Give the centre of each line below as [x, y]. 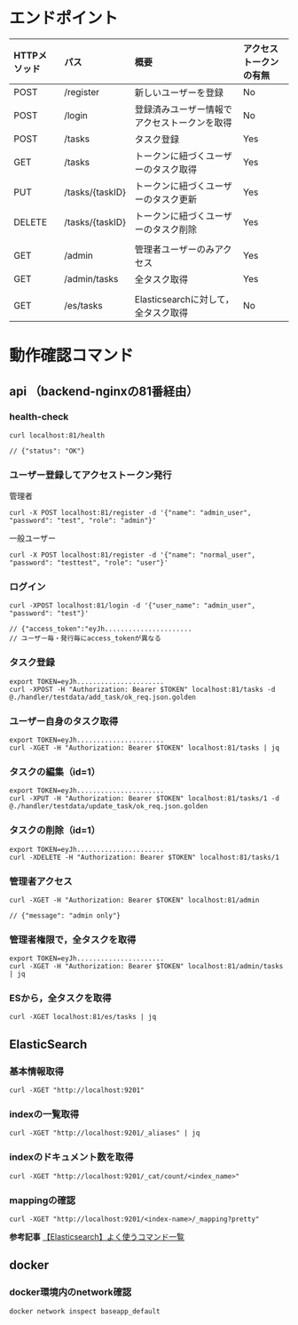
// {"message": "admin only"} [65, 915]
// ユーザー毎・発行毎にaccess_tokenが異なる [85, 638]
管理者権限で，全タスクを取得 [73, 939]
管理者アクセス [41, 881]
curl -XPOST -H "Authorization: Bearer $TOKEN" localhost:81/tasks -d [142, 689]
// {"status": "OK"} [47, 451]
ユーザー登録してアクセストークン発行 [90, 475]
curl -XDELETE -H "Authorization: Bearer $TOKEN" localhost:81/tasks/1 [144, 857]
